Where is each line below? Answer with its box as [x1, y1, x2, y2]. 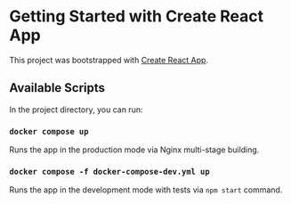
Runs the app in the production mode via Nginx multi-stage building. [9, 144, 260, 155]
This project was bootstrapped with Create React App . [9, 54, 209, 65]
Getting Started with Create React [9, 6, 264, 27]
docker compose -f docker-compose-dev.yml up [9, 167, 211, 176]
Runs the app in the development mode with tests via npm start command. [9, 184, 283, 195]
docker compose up [9, 126, 89, 136]
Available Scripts [9, 80, 105, 95]
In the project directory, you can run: [9, 104, 143, 115]
